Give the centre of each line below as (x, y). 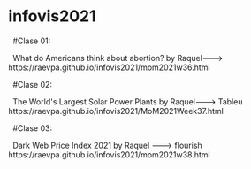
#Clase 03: (32, 128)
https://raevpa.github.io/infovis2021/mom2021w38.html (109, 154)
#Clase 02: (32, 84)
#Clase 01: (31, 41)
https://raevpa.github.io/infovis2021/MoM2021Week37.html (116, 111)
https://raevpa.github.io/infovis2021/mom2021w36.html (109, 67)
